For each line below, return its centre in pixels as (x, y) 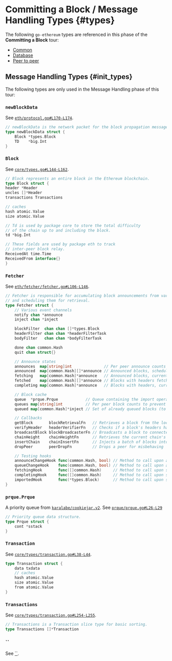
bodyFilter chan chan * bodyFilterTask (58, 338)
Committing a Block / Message (72, 9)
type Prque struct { (27, 521)
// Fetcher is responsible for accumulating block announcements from (82, 296)
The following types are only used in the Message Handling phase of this (82, 89)
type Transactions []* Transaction (42, 629)
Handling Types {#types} (60, 20)
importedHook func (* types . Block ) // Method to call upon (89, 480)
